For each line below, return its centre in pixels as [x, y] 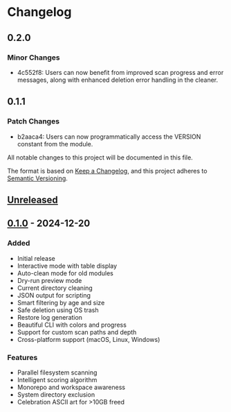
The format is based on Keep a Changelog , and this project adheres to [107, 171]
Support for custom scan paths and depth [77, 332]
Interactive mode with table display [67, 266]
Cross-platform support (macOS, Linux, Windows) [89, 339]
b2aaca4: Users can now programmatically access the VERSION [109, 137]
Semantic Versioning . [37, 178]
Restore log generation [50, 317]
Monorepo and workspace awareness [71, 387]
